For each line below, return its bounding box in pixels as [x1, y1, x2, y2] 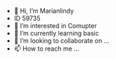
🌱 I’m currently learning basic [13, 29, 100, 37]
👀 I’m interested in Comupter [13, 22, 97, 29]
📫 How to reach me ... [13, 44, 79, 53]
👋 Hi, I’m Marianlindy [13, 7, 75, 15]
